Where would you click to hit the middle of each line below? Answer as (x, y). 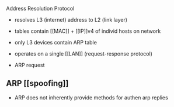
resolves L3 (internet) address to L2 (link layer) (71, 20)
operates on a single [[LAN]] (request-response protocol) (83, 54)
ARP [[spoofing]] (37, 83)
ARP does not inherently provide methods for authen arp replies (91, 97)
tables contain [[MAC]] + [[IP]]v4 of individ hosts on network (88, 31)
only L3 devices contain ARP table (56, 42)
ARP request (29, 65)
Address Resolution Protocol (40, 8)
